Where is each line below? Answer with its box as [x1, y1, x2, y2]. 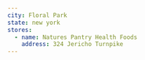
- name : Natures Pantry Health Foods [14, 33, 138, 41]
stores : [7, 26, 33, 34]
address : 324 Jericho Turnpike [21, 41, 124, 48]
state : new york [7, 19, 60, 26]
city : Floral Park [7, 11, 67, 19]
